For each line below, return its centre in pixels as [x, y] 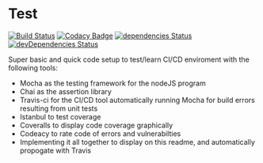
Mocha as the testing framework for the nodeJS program [112, 83]
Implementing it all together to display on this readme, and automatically [137, 142]
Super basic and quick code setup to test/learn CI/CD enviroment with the [129, 59]
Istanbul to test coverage [60, 116]
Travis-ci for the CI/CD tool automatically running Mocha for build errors [137, 100]
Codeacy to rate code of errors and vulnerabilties [100, 133]
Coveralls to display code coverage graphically [96, 125]
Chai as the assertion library [66, 91]
